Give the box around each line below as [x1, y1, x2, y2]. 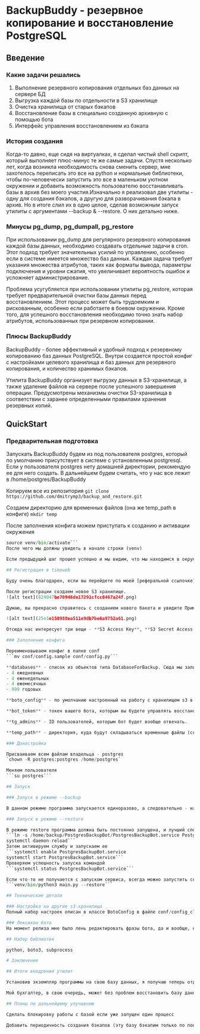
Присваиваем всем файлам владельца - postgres [6, 751, 124, 757]
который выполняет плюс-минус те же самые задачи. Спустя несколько [6, 157, 192, 164]
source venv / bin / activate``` [6, 540, 79, 546]
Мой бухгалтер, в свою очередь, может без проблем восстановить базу [6, 990, 183, 996]
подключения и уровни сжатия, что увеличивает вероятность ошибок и [6, 268, 190, 275]
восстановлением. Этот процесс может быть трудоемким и [6, 298, 160, 305]
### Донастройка [6, 740, 46, 746]
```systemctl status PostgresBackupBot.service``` [6, 866, 135, 872]
